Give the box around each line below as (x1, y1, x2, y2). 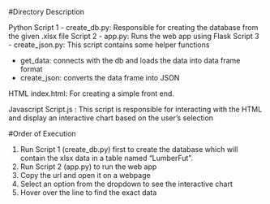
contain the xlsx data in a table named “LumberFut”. (19, 154, 193, 163)
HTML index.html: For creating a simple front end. (8, 89, 174, 98)
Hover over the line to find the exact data (19, 188, 157, 197)
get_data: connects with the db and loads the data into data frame (19, 56, 241, 65)
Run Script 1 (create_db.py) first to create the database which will (19, 145, 238, 154)
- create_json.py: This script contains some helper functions (8, 40, 210, 50)
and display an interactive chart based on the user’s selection (8, 113, 213, 123)
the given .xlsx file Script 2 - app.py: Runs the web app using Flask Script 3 (8, 32, 259, 41)
